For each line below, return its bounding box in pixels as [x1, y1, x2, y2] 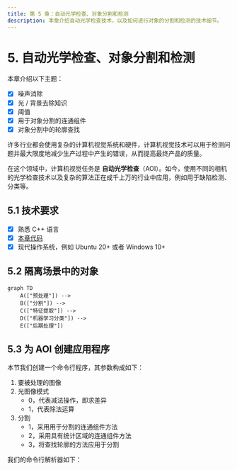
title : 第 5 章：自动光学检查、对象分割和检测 [7, 10, 129, 18]
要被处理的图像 [17, 379, 62, 387]
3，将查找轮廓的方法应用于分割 [28, 440, 120, 449]
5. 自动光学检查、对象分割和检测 [7, 50, 195, 66]
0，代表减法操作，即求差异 [28, 396, 108, 405]
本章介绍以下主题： [7, 74, 64, 83]
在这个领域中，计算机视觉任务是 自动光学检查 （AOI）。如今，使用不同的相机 [7, 164, 228, 172]
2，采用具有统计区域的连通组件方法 [28, 432, 132, 440]
